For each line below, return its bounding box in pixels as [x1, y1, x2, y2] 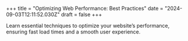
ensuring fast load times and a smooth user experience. [6, 28, 141, 35]
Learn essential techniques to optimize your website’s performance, [6, 23, 170, 29]
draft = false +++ [61, 11, 102, 18]
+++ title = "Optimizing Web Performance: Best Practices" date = [6, 5, 164, 12]
